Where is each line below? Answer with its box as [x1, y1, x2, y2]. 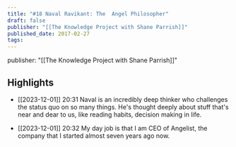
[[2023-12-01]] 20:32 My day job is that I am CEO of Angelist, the [17, 124, 208, 132]
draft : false [7, 17, 46, 24]
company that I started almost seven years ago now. [17, 131, 170, 140]
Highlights [7, 76, 54, 88]
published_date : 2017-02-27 [7, 30, 90, 37]
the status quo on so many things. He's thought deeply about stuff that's [17, 102, 229, 111]
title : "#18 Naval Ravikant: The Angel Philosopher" [7, 10, 170, 18]
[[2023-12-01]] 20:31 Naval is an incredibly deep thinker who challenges [17, 95, 228, 103]
